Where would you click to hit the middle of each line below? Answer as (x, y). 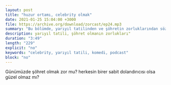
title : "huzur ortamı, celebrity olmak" (49, 15)
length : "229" (20, 43)
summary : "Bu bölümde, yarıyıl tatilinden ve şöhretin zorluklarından (82, 29)
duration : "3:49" (24, 39)
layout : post (19, 10)
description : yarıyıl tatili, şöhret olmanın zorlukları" (68, 34)
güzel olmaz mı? (22, 77)
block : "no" (18, 57)
